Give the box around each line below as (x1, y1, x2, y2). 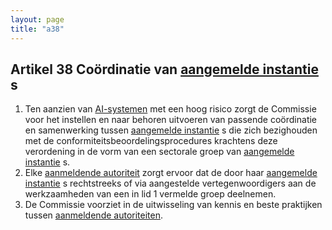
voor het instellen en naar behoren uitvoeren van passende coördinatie (24, 114, 318, 126)
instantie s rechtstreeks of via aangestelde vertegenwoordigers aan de (24, 177, 317, 190)
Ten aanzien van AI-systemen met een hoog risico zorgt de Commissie (24, 103, 317, 115)
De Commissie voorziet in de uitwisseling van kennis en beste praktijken (24, 199, 323, 211)
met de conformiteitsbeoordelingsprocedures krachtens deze (24, 135, 278, 147)
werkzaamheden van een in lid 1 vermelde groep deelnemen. (24, 188, 277, 200)
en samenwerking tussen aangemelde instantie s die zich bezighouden (24, 124, 318, 136)
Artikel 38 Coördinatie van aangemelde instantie (10, 61, 319, 78)
